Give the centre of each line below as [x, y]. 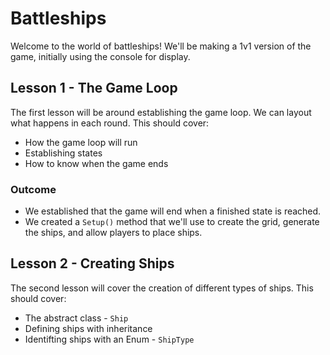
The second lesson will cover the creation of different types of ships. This [162, 288]
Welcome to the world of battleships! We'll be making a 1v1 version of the [161, 46]
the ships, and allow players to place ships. [113, 233]
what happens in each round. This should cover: [110, 123]
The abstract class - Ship [76, 318]
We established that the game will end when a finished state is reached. [173, 211]
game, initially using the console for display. [100, 56]
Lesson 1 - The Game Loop [94, 88]
